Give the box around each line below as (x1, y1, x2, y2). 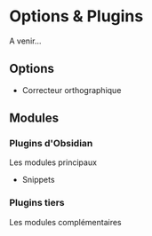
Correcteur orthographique (21, 84, 122, 95)
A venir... (9, 35, 42, 46)
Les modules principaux (9, 157, 98, 168)
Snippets (21, 175, 55, 185)
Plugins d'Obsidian (9, 138, 93, 150)
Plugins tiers (9, 197, 65, 209)
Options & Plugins (9, 6, 144, 27)
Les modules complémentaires (9, 216, 122, 227)
